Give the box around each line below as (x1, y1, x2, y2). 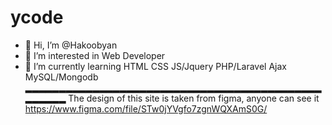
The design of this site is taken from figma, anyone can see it (68, 92, 320, 104)
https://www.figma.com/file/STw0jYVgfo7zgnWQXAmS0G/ (24, 102, 268, 115)
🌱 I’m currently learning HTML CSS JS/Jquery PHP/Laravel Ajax (24, 60, 288, 72)
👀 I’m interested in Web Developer (24, 49, 166, 61)
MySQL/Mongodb (24, 71, 99, 83)
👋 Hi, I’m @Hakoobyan (24, 39, 118, 51)
